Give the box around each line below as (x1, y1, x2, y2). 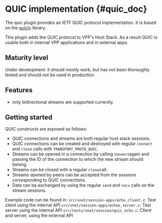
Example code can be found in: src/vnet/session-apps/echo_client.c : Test (5, 197, 156, 203)
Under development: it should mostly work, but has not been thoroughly (5, 67, 150, 72)
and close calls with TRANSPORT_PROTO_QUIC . (12, 146, 99, 152)
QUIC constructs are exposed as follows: (5, 126, 87, 132)
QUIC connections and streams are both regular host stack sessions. (12, 135, 151, 141)
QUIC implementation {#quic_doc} (5, 3, 147, 15)
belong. (12, 161, 28, 167)
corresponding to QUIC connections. (12, 177, 86, 183)
